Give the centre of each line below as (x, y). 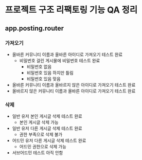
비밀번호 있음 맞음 (44, 79)
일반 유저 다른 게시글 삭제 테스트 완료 (47, 128)
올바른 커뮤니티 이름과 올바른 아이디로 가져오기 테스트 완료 (67, 54)
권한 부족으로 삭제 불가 (41, 135)
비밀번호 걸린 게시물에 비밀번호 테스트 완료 (60, 60)
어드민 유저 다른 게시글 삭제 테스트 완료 (49, 141)
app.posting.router (35, 28)
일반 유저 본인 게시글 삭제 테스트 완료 (47, 116)
